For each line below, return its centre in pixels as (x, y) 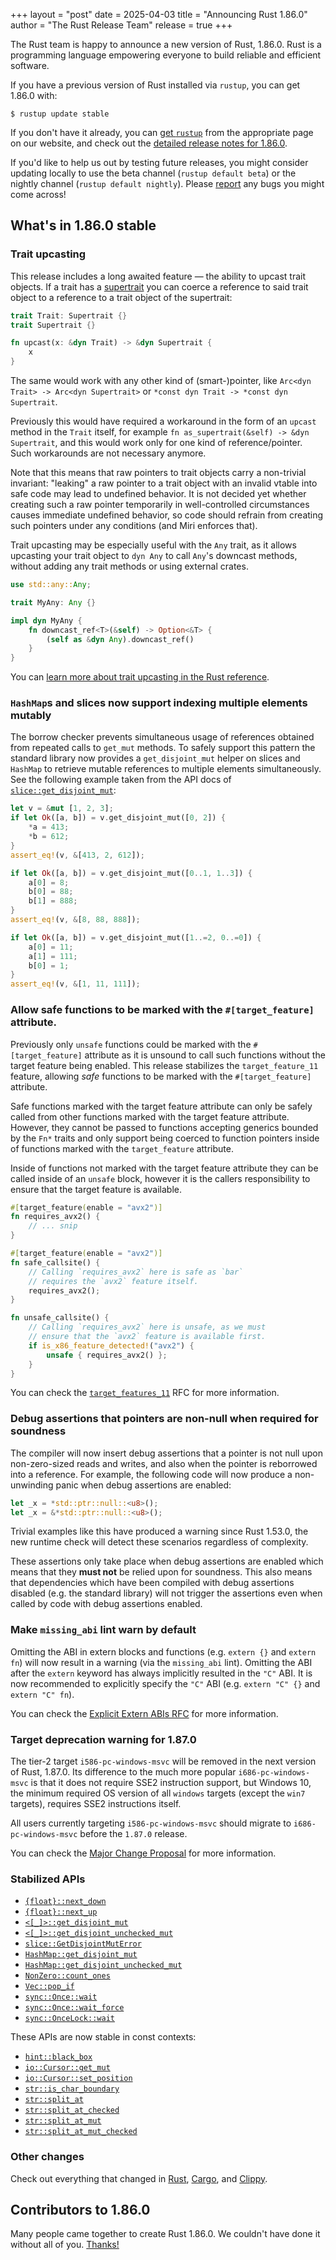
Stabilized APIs (48, 1879)
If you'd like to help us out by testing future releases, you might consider (159, 162)
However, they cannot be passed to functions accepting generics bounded (164, 1127)
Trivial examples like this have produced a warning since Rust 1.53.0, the (159, 1531)
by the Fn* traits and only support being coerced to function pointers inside (165, 1138)
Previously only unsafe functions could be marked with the (131, 1044)
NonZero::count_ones (67, 1976)
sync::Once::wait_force (74, 2008)
